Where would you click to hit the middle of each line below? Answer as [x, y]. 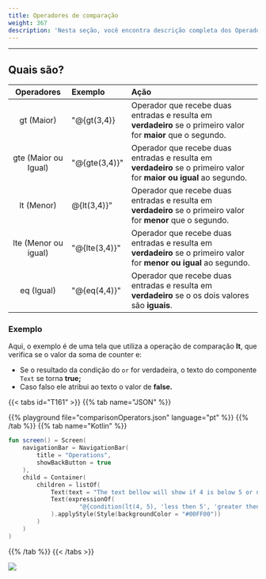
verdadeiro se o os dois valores [190, 295]
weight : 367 [28, 23]
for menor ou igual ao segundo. [191, 263]
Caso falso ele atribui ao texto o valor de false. [96, 387]
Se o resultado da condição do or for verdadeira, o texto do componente [138, 370]
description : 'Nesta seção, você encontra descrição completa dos [120, 30]
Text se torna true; [50, 379]
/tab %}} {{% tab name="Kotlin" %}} [68, 426]
